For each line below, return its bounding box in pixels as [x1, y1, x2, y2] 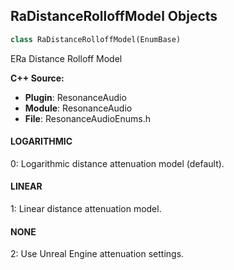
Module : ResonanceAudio [24, 102, 133, 114]
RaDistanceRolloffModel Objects [10, 8, 218, 25]
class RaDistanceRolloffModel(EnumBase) [10, 34, 182, 44]
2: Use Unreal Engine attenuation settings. [10, 248, 185, 260]
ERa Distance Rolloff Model [10, 52, 123, 64]
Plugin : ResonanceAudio [24, 91, 127, 103]
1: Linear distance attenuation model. [10, 203, 162, 215]
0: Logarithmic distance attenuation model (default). [10, 157, 225, 169]
